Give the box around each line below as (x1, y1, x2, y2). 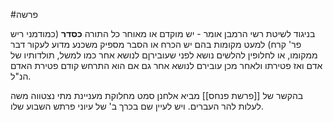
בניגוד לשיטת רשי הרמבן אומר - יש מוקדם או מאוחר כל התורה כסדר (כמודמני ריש (10, 28, 316, 39)
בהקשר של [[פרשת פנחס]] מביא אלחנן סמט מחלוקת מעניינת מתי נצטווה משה (10, 90, 304, 101)
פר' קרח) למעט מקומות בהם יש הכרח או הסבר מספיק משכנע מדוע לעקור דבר (10, 39, 302, 50)
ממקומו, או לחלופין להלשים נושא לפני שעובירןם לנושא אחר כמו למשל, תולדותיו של (10, 49, 318, 61)
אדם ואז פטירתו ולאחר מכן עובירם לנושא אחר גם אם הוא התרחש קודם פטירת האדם (10, 60, 323, 71)
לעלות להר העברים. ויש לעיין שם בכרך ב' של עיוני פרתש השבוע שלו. (10, 100, 264, 112)
